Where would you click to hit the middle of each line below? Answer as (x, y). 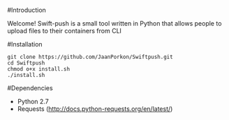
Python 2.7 (33, 101)
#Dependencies (30, 88)
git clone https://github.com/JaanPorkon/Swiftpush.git (90, 57)
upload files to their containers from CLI (65, 31)
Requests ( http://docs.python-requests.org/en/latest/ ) (95, 109)
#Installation (25, 44)
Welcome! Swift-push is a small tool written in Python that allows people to (114, 23)
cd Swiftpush (26, 63)
